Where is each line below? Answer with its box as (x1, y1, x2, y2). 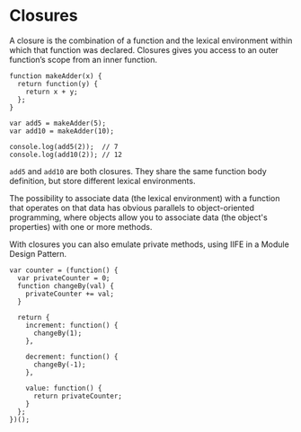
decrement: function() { (25, 352, 119, 361)
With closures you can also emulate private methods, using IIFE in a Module (9, 239, 289, 250)
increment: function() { (25, 321, 119, 330)
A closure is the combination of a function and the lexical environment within (9, 35, 293, 46)
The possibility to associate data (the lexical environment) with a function (9, 192, 280, 203)
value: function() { (25, 384, 102, 392)
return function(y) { (17, 79, 99, 88)
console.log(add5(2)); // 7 (9, 142, 119, 151)
